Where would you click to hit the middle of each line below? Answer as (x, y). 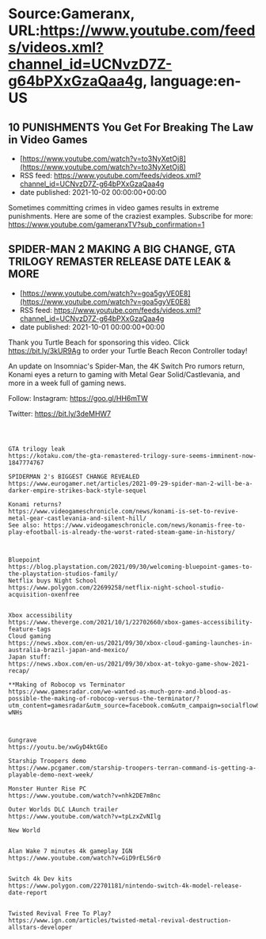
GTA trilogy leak (37, 449)
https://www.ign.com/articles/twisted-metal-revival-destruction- (120, 920)
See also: (25, 525)
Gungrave (23, 740)
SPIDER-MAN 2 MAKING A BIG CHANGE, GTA (122, 249)
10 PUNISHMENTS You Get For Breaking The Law (131, 127)
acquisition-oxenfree (44, 594)
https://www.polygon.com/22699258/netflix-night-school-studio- (116, 587)
